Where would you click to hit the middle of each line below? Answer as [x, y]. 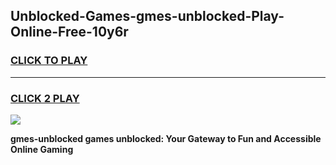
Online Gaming [42, 149]
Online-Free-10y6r [69, 32]
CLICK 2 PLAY [45, 98]
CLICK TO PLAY [49, 61]
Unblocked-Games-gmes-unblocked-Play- [147, 16]
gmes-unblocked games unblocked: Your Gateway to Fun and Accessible [166, 138]
